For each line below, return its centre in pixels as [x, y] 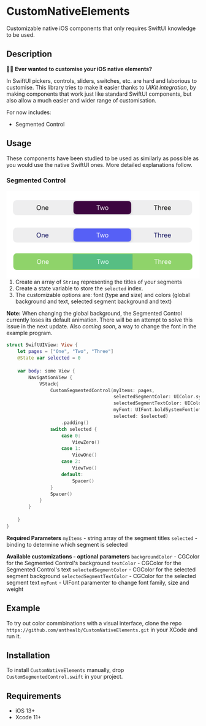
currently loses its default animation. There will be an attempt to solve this [100, 320]
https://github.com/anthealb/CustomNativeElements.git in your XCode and [102, 630]
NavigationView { [50, 377]
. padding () [75, 423]
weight [15, 589]
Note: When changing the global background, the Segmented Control [94, 314]
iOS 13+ [25, 711]
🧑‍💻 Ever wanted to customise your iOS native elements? [79, 69]
